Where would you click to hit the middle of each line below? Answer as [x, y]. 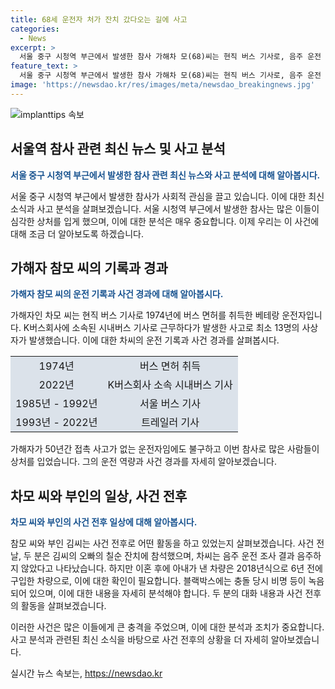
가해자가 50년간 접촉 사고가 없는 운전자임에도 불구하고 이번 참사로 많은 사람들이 [165, 449]
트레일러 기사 [170, 423]
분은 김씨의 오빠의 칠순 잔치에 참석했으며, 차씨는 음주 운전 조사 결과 [164, 556]
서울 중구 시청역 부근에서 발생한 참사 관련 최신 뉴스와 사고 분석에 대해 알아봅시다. [165, 175]
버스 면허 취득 [170, 366]
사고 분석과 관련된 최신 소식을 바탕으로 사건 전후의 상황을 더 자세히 [139, 640]
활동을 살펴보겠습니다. [63, 606]
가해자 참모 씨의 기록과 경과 [89, 267]
